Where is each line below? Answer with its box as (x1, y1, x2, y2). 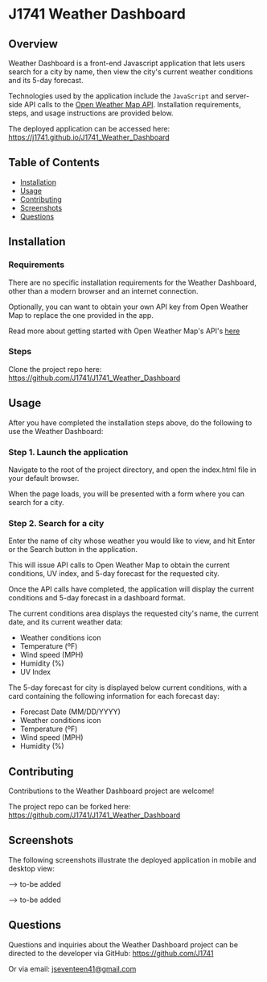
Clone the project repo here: (8, 364, 102, 374)
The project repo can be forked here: (8, 802, 131, 812)
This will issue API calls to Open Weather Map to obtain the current (8, 560, 231, 570)
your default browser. (8, 473, 80, 483)
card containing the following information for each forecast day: (8, 692, 220, 701)
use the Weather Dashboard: (8, 426, 104, 436)
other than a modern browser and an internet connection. (8, 286, 199, 295)
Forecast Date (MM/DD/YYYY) (19, 707, 121, 717)
